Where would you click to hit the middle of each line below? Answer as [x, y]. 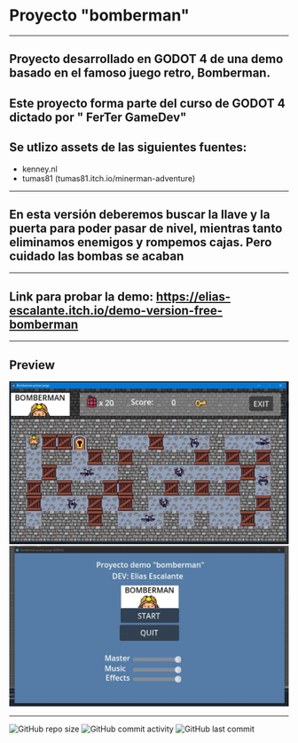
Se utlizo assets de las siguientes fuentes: [128, 148]
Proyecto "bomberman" [99, 16]
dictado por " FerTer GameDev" [98, 117]
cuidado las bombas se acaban [97, 256]
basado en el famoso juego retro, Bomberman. [140, 73]
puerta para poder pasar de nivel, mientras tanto [146, 228]
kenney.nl [39, 169]
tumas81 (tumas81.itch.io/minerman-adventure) [109, 178]
